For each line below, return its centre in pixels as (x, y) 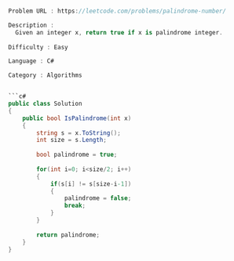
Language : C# (31, 61)
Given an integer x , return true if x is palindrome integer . (119, 32)
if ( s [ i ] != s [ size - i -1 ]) (91, 184)
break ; (75, 206)
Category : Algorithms (45, 75)
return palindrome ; (68, 235)
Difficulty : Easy (38, 47)
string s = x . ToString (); (79, 133)
